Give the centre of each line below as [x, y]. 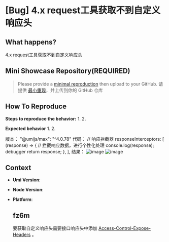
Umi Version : [26, 180]
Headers [22, 235]
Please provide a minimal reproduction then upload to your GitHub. [87, 84]
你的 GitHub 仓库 [85, 90]
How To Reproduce [36, 107]
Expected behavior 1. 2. [30, 128]
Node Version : [28, 190]
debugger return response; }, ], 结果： [45, 151]
